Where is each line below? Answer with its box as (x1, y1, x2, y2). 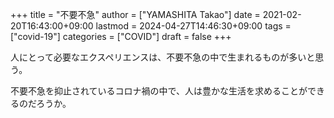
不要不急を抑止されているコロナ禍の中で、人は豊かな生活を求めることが (10, 85, 308, 97)
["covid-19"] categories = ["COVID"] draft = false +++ (10, 31, 232, 42)
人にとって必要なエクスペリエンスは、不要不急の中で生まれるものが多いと (10, 51, 316, 63)
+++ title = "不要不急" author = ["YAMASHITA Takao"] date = (10, 9, 261, 20)
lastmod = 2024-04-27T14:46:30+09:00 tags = (95, 20, 292, 32)
